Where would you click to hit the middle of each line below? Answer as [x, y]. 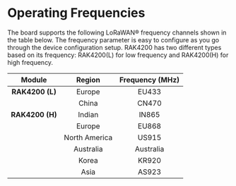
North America [88, 137]
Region [88, 80]
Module [34, 80]
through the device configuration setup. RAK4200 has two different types [114, 47]
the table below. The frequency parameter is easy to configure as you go [113, 39]
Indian [88, 114]
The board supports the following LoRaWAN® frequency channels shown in [117, 32]
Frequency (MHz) [149, 80]
